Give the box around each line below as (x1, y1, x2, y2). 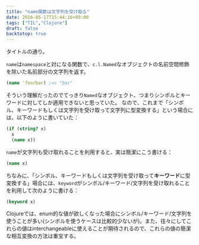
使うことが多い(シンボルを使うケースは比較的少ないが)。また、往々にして (6, 218, 187, 225)
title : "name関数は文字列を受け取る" (6, 8, 90, 15)
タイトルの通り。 (6, 48, 48, 55)
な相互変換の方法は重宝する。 (6, 232, 79, 240)
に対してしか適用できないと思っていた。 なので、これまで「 (21, 99, 169, 106)
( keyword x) (6, 199, 36, 204)
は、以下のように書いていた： (6, 114, 79, 121)
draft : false (6, 25, 39, 32)
